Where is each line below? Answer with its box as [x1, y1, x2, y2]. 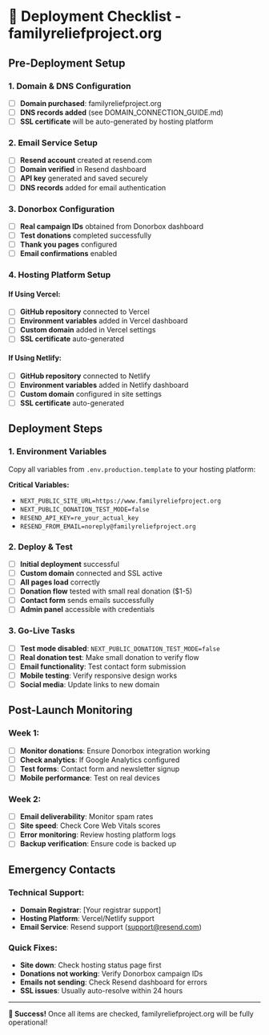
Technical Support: [8, 886, 85, 898]
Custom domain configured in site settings [19, 389, 163, 398]
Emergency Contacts [8, 862, 116, 876]
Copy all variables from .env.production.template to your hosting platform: [8, 464, 256, 474]
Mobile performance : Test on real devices [19, 772, 160, 782]
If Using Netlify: [8, 353, 62, 363]
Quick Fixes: [8, 943, 58, 954]
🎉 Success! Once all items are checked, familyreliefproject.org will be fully [8, 1009, 254, 1019]
